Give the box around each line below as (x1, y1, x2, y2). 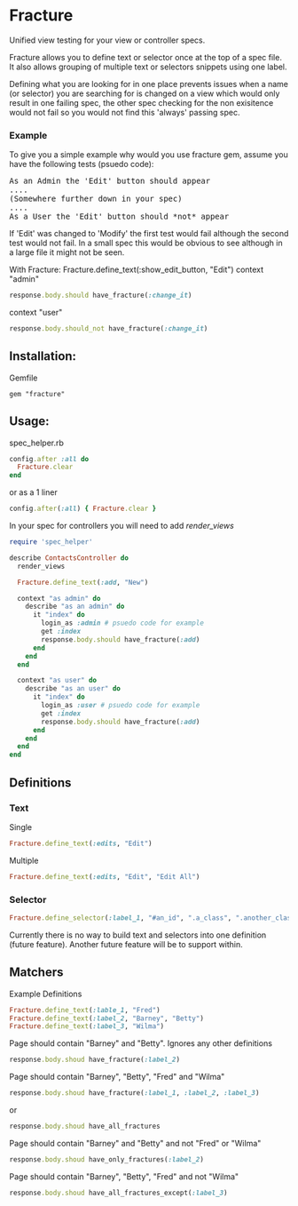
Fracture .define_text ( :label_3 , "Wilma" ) (9, 1022, 165, 1031)
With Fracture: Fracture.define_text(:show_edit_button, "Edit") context (9, 264, 264, 276)
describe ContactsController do (9, 553, 129, 563)
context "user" (9, 307, 63, 318)
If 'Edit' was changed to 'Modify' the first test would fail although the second (9, 228, 289, 239)
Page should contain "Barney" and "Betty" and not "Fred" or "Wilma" (9, 1138, 262, 1148)
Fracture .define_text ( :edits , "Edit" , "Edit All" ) (9, 872, 200, 881)
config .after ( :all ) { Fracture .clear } (9, 504, 157, 514)
